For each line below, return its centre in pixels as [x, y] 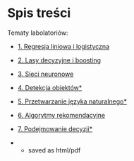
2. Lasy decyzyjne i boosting [59, 60]
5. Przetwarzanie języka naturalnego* [72, 101]
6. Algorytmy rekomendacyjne [61, 115]
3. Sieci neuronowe [45, 74]
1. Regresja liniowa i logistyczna [63, 46]
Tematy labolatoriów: [38, 33]
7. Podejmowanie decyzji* [55, 128]
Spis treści [39, 13]
